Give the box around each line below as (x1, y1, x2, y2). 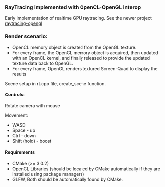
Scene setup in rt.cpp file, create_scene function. (5, 80, 106, 86)
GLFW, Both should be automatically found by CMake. (12, 176, 123, 182)
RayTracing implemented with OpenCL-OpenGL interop (5, 4, 141, 11)
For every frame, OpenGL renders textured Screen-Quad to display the (12, 65, 158, 71)
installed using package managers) (12, 171, 84, 177)
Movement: (5, 112, 28, 118)
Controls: (5, 92, 25, 98)
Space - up (12, 127, 36, 133)
